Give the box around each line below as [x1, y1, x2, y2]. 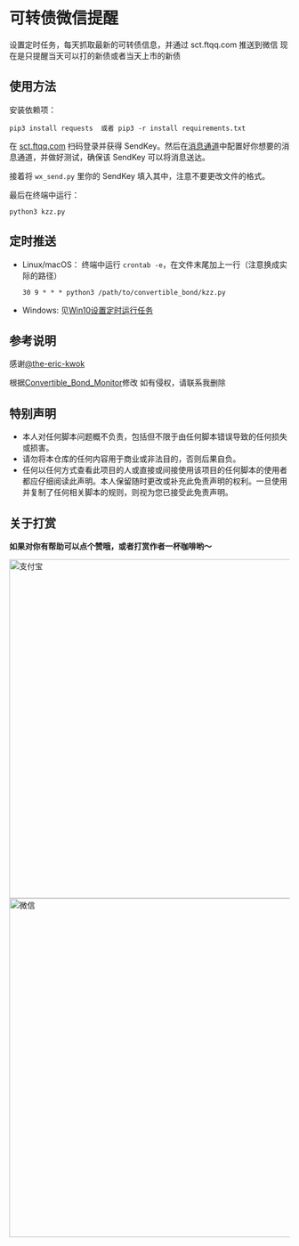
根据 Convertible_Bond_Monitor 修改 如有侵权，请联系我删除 [9, 378, 226, 388]
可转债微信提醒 [9, 8, 119, 29]
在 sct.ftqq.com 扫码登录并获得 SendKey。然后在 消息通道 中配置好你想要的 [9, 140, 282, 151]
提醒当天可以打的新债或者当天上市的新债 [32, 50, 181, 61]
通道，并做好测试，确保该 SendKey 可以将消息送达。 [16, 151, 211, 162]
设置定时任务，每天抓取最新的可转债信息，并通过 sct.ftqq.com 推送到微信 [9, 39, 279, 50]
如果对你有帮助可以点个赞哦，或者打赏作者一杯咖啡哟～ [9, 541, 212, 551]
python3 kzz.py [9, 207, 66, 216]
